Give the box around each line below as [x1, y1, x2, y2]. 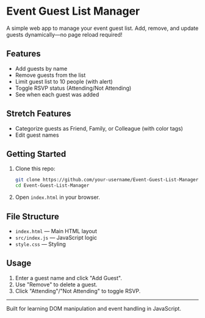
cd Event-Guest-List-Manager [15, 182, 90, 189]
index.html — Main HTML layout [15, 227, 98, 234]
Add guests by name [15, 65, 68, 72]
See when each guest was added [15, 90, 99, 98]
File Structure [6, 211, 59, 222]
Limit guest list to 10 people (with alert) [15, 78, 113, 85]
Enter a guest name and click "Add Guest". [15, 274, 122, 281]
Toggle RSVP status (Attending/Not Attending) [15, 84, 132, 92]
